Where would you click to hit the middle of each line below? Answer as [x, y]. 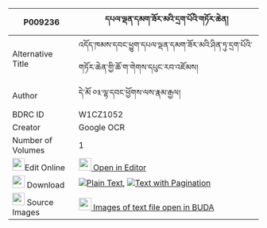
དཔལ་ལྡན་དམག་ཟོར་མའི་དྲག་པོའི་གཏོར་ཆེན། [166, 19]
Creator [27, 128]
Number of [33, 140]
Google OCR [102, 128]
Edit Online [45, 168]
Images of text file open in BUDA [153, 207]
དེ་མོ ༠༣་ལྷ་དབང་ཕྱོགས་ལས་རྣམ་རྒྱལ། [130, 93]
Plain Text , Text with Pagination [149, 183]
